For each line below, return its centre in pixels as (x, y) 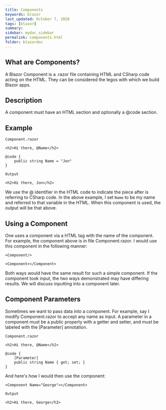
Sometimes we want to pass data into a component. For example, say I (77, 311)
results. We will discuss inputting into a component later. (63, 284)
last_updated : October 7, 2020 (37, 19)
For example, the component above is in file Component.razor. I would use (81, 241)
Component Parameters (43, 299)
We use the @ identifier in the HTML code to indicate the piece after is (77, 192)
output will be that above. (31, 208)
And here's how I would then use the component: (55, 376)
